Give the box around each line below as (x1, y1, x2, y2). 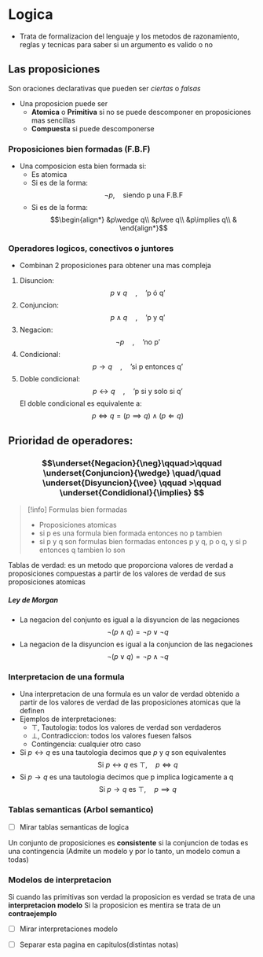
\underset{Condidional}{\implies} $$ (59, 487, 205, 498)
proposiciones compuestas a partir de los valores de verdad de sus (8, 569, 226, 579)
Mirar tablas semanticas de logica (19, 822, 130, 831)
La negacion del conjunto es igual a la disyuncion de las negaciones (19, 615, 240, 624)
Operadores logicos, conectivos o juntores (8, 242, 174, 253)
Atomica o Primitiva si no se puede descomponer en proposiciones (31, 107, 251, 116)
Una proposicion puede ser (19, 98, 108, 108)
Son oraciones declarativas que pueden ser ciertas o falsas (8, 83, 202, 93)
